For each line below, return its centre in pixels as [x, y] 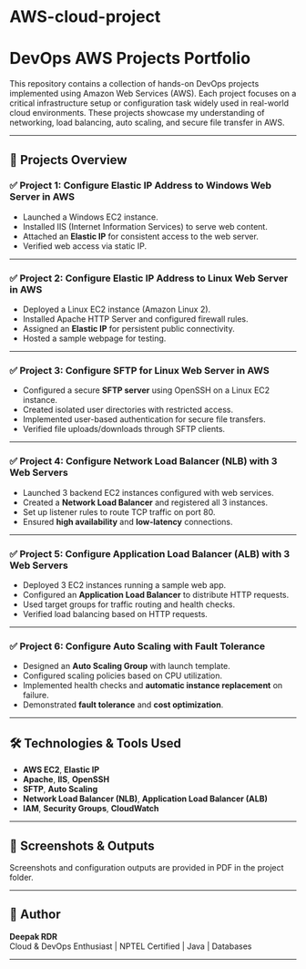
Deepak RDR [33, 936]
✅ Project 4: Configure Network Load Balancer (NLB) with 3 [143, 461]
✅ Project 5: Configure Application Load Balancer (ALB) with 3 [150, 553]
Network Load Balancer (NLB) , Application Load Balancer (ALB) [145, 799]
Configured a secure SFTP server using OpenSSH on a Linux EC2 [146, 390]
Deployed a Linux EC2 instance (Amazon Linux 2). [117, 309]
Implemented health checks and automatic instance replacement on [153, 686]
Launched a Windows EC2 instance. [90, 217]
